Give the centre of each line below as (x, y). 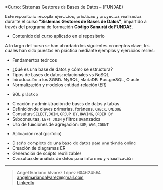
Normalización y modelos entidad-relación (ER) (59, 85)
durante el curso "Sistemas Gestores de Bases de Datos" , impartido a (76, 22)
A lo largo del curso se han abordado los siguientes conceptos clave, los (77, 45)
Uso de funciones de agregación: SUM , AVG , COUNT (60, 124)
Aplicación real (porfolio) (37, 134)
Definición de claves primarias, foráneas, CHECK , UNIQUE (67, 109)
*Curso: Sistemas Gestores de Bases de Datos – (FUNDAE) (64, 7)
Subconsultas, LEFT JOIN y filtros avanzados (56, 119)
